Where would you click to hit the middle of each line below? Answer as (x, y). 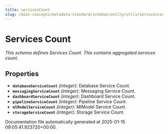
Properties (22, 73)
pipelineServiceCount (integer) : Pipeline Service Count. (70, 102)
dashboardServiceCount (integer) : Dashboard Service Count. (74, 96)
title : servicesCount (28, 10)
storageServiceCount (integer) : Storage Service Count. (68, 112)
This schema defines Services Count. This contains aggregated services (80, 53)
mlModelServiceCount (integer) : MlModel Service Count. (69, 107)
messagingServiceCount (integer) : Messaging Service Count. (74, 91)
